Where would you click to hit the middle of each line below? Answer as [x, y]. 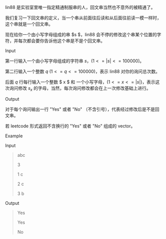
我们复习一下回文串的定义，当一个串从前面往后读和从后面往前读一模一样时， [83, 18]
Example [14, 136]
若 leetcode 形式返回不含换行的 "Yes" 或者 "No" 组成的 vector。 [70, 126]
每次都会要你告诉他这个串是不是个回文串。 [61, 41]
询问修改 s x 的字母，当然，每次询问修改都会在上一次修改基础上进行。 [80, 89]
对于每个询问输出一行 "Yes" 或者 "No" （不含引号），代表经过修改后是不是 [80, 109]
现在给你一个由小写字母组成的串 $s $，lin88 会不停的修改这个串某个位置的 [81, 34]
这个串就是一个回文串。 [29, 24]
